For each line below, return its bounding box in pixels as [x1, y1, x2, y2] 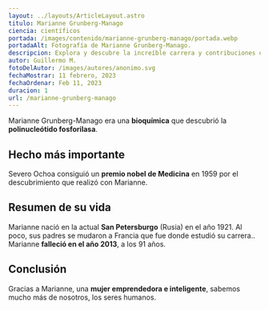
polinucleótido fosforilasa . [8, 124, 98, 134]
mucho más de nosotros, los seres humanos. [8, 292, 157, 302]
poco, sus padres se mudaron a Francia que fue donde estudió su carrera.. [8, 230, 255, 240]
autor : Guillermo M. [8, 57, 78, 65]
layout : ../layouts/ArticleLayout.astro [8, 11, 146, 20]
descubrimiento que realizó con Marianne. [8, 177, 148, 187]
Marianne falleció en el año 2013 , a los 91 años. [8, 239, 167, 249]
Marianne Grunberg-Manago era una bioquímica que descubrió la [8, 116, 227, 125]
